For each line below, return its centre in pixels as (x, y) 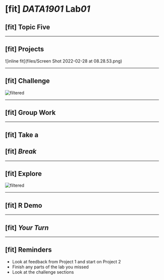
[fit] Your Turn (27, 227)
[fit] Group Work (31, 113)
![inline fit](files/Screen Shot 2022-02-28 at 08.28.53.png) (64, 61)
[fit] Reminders (29, 250)
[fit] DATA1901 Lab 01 (48, 9)
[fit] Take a (22, 135)
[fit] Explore (24, 174)
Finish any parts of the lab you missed (50, 267)
